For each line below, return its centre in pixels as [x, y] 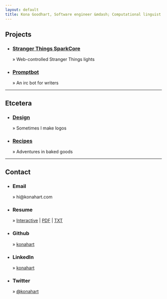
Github [21, 234]
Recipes [22, 141]
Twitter [21, 281]
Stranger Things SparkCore [46, 49]
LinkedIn [23, 257]
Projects [18, 34]
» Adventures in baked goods [42, 152]
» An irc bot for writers [35, 83]
